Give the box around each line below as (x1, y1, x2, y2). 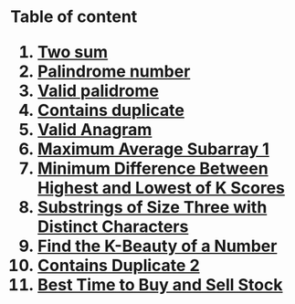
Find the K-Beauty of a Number (37, 236, 278, 257)
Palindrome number (37, 61, 191, 82)
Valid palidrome (37, 80, 159, 101)
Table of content (10, 6, 138, 27)
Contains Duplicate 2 (37, 256, 200, 276)
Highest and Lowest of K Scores (37, 178, 286, 198)
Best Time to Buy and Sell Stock (37, 275, 283, 296)
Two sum (37, 42, 109, 63)
